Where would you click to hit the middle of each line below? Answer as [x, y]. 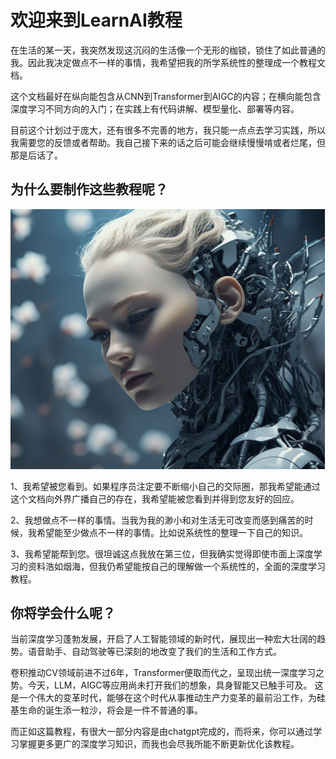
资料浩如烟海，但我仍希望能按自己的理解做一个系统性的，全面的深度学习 [176, 566]
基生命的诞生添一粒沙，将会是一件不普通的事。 [106, 710]
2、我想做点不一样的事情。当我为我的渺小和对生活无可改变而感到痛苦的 [157, 520]
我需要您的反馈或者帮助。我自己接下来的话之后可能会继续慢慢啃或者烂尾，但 [168, 142]
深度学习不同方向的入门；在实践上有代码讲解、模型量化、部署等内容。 [155, 108]
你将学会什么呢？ [63, 613]
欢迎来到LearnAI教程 [96, 20]
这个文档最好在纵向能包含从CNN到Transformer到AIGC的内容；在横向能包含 [166, 96]
